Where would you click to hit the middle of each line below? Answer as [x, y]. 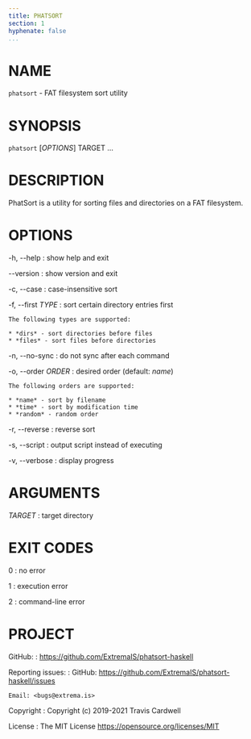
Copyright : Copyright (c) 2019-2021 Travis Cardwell [95, 710]
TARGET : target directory [51, 516]
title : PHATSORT [35, 16]
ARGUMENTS [54, 493]
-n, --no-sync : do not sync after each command [89, 356]
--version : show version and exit [63, 273]
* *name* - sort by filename [57, 400]
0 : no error [27, 570]
